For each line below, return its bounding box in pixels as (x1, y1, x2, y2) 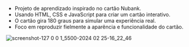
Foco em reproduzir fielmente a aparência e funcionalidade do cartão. (14, 23, 184, 30)
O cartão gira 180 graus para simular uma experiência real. (14, 17, 156, 24)
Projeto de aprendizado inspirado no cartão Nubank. (14, 5, 142, 12)
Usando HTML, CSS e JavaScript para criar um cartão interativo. (14, 11, 171, 18)
